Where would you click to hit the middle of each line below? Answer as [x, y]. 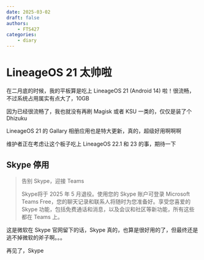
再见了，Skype [25, 250]
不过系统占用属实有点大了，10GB [48, 98]
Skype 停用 [28, 165]
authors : [17, 23]
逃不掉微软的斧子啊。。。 [36, 237]
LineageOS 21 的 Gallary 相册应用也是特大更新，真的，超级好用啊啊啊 [94, 131]
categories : [21, 35]
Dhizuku [17, 118]
